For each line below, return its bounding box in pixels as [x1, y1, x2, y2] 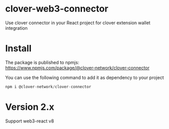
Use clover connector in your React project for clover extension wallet [5, 20, 150, 26]
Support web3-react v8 [5, 118, 54, 124]
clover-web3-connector [5, 3, 108, 15]
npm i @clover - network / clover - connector [5, 84, 92, 89]
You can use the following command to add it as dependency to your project [5, 74, 164, 81]
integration [5, 25, 28, 31]
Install [5, 43, 32, 54]
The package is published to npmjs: [5, 59, 80, 66]
